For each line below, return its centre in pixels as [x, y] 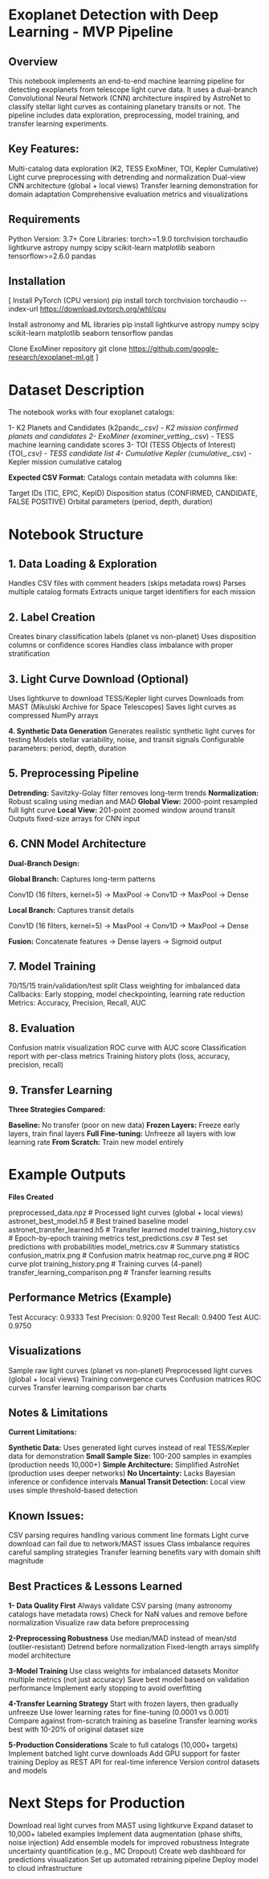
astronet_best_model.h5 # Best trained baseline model [98, 1221]
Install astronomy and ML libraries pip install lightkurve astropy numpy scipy [134, 324]
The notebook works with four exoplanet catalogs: [92, 412]
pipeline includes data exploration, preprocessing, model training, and [124, 115]
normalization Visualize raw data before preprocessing [99, 1623]
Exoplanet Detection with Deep [114, 15]
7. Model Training [52, 966]
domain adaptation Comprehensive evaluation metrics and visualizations [128, 194]
